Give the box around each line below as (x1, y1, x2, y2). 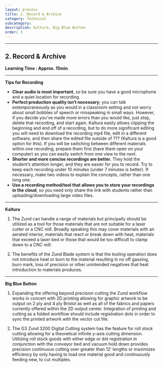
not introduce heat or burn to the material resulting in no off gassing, (12, 256, 149, 262)
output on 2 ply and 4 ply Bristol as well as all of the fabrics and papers (12, 300, 154, 306)
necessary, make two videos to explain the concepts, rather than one (12, 172, 150, 177)
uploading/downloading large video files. (12, 192, 94, 198)
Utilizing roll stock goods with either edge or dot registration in (12, 336, 137, 342)
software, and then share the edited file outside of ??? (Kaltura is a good (12, 135, 157, 141)
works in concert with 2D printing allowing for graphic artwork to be (12, 295, 148, 301)
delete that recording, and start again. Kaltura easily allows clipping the (12, 120, 154, 126)
